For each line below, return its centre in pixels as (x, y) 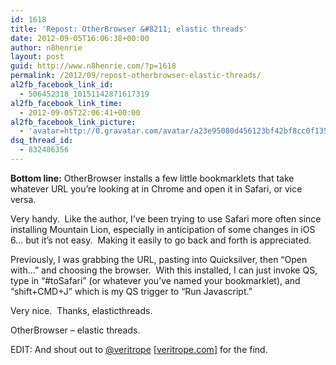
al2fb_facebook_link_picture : (73, 122)
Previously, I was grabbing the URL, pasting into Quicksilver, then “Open (159, 259)
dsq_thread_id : (42, 141)
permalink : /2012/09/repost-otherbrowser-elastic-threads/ (136, 76)
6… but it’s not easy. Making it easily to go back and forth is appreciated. (161, 240)
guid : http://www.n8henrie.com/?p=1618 (93, 66)
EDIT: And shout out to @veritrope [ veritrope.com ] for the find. (139, 349)
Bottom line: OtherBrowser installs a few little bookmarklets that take (152, 178)
